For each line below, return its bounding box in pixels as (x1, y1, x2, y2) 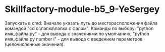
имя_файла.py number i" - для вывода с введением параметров (5, 36, 143, 42)
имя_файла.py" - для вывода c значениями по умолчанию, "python (5, 30, 150, 36)
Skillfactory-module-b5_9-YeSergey (5, 3, 160, 15)
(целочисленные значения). (5, 41, 65, 47)
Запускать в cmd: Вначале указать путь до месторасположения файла (5, 20, 158, 26)
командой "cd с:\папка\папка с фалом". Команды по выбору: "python (5, 25, 154, 31)
